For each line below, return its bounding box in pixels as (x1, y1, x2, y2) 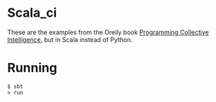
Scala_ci (7, 5, 58, 21)
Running (7, 60, 58, 76)
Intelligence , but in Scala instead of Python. (7, 35, 133, 43)
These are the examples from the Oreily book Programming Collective (7, 28, 209, 36)
